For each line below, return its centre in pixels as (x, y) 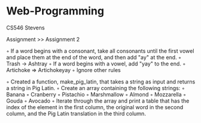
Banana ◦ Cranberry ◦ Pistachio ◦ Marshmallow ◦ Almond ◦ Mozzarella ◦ (96, 94)
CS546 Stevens (26, 28)
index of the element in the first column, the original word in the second (95, 107)
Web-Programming (55, 11)
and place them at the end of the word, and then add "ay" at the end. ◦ (94, 57)
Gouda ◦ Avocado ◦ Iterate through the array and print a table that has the (98, 101)
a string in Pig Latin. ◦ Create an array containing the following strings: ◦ (96, 88)
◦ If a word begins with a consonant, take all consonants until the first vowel (100, 51)
